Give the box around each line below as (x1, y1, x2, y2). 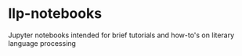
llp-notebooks (8, 5, 103, 23)
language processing (8, 38, 77, 47)
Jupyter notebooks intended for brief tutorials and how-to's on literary (8, 30, 235, 40)
